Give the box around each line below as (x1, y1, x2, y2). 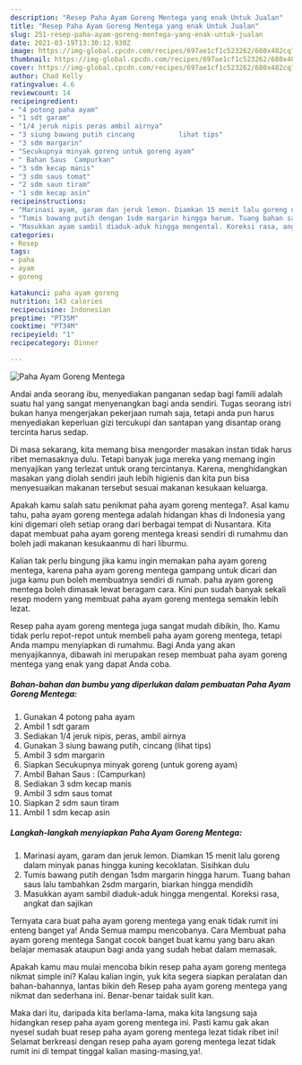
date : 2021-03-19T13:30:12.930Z (10, 38, 131, 48)
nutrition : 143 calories (10, 297, 103, 306)
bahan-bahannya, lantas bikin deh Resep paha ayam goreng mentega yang (10, 981, 288, 991)
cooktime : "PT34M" (10, 322, 79, 331)
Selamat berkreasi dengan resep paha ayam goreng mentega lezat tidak (10, 1035, 277, 1047)
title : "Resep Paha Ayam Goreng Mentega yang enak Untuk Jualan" (10, 22, 259, 31)
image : (10, 47, 35, 56)
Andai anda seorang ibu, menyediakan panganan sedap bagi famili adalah (10, 388, 283, 399)
